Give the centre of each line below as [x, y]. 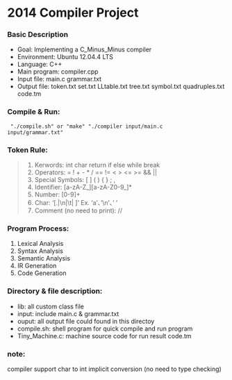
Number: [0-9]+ [58, 195]
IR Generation [37, 266]
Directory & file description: [55, 291]
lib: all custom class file [51, 306]
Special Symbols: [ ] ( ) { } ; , [75, 180]
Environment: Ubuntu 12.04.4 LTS [65, 57]
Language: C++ [40, 65]
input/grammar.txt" [35, 132]
